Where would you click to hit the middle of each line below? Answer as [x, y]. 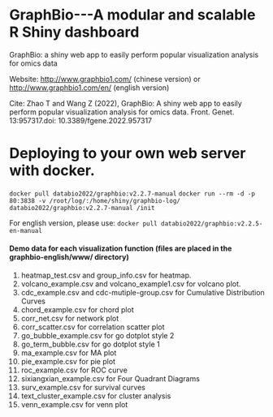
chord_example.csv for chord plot [77, 310]
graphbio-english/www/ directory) [69, 257]
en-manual [26, 230]
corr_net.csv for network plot [70, 319]
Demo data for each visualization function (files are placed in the [121, 248]
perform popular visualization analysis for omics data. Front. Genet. [122, 112]
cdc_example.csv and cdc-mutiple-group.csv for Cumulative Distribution [143, 293]
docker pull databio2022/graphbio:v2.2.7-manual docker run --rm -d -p [132, 193]
